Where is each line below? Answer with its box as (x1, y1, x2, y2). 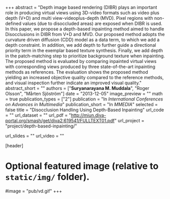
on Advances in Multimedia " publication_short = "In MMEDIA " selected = (5, 102, 158, 107)
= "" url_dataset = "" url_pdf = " (5, 112, 71, 118)
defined (5, 20, 22, 26)
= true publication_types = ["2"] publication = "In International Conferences (5, 96, 163, 102)
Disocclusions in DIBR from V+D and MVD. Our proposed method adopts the (5, 31, 165, 37)
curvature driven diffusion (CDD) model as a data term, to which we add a (5, 37, 160, 43)
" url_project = (114, 118, 145, 123)
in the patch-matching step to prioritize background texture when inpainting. (5, 53, 165, 59)
